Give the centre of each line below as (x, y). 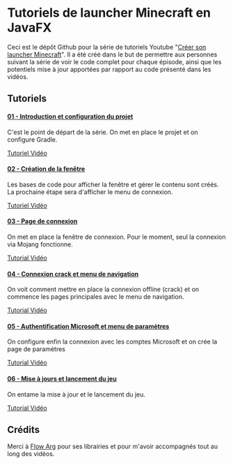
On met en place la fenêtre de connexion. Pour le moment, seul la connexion (116, 237)
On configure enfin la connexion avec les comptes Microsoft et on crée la (112, 342)
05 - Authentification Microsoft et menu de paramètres (88, 326)
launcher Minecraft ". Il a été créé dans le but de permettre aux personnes (112, 54)
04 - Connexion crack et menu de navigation (73, 274)
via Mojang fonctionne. (40, 244)
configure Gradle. (32, 139)
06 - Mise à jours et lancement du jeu (62, 378)
